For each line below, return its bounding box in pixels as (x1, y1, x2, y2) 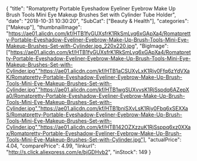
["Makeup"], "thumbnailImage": (6, 24, 82, 31)
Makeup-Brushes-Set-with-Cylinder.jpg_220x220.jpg (6, 42, 135, 49)
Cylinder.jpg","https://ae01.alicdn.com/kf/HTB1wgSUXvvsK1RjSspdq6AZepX (6, 86, 189, 93)
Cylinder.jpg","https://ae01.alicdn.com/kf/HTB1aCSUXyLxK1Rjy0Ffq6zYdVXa (6, 68, 190, 74)
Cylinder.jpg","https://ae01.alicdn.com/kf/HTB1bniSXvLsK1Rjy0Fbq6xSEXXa (6, 105, 189, 112)
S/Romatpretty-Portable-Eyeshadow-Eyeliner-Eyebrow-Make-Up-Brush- (6, 111, 183, 118)
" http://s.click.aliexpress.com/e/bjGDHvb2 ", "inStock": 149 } (6, 149, 151, 155)
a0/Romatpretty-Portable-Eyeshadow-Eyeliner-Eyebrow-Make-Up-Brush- (6, 92, 185, 99)
